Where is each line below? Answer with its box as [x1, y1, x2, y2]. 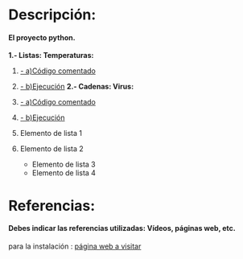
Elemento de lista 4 [31, 168, 97, 178]
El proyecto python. [8, 32, 76, 42]
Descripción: [8, 6, 97, 24]
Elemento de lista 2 [19, 144, 84, 154]
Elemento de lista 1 [19, 129, 83, 138]
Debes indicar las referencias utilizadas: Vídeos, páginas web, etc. [8, 224, 236, 233]
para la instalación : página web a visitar [8, 241, 142, 251]
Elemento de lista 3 [31, 159, 96, 170]
